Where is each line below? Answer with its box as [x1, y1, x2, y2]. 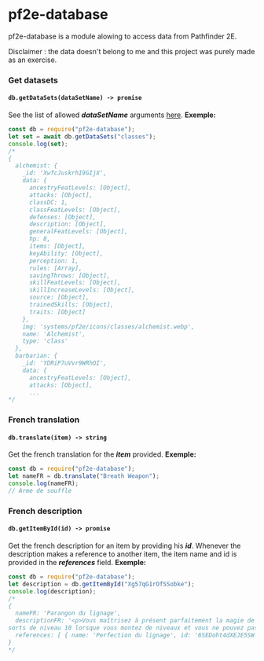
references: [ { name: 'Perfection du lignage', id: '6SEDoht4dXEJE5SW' [15, 631, 258, 640]
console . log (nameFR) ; [8, 479, 79, 488]
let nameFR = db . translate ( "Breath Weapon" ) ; [8, 472, 159, 480]
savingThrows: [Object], [28, 271, 111, 280]
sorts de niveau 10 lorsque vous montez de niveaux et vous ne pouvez [8, 624, 244, 632]
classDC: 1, [28, 198, 68, 206]
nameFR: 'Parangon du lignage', [15, 609, 122, 618]
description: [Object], [28, 220, 108, 229]
